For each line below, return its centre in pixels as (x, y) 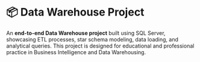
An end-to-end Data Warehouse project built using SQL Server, (86, 33)
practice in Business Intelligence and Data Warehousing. (76, 52)
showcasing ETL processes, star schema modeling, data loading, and (92, 39)
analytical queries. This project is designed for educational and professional (100, 46)
